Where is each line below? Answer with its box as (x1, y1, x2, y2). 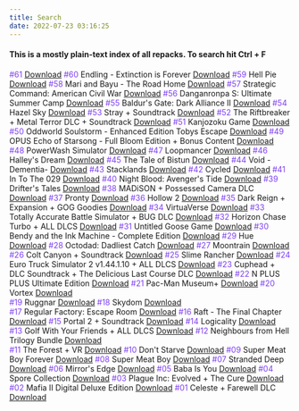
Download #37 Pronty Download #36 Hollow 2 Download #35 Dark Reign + (9, 192, 286, 203)
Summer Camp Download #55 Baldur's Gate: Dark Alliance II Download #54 (9, 97, 287, 108)
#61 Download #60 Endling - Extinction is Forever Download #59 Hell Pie (9, 69, 277, 80)
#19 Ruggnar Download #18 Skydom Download (9, 297, 182, 307)
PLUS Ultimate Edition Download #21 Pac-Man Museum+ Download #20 (9, 278, 275, 289)
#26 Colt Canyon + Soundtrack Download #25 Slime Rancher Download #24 (9, 249, 291, 260)
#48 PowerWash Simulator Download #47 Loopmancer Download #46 (9, 145, 268, 155)
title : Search (9, 13, 62, 22)
